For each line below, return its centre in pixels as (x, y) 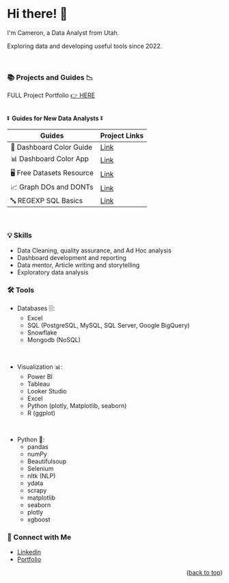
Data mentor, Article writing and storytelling (78, 265)
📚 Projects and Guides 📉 (50, 77)
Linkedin (29, 552)
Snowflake (42, 333)
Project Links (122, 135)
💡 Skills (19, 235)
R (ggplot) (41, 413)
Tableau (38, 384)
